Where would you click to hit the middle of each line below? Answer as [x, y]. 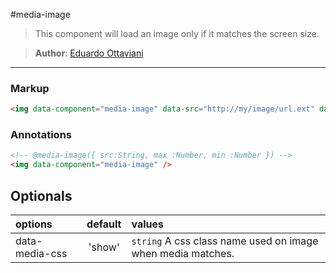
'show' [104, 247]
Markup [30, 88]
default [104, 224]
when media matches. [183, 254]
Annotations [41, 135]
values [147, 224]
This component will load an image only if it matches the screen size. [177, 33]
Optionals [41, 195]
